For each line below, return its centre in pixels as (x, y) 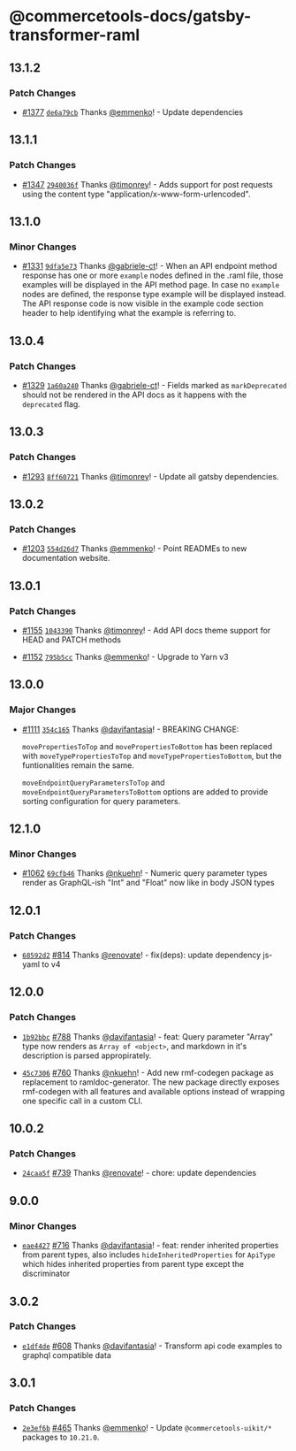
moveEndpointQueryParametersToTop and (93, 782)
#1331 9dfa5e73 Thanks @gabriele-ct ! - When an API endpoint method (149, 266)
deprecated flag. (51, 403)
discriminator (46, 1274)
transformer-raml (75, 35)
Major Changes (43, 710)
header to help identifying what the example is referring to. (129, 313)
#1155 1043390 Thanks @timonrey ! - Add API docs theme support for (146, 630)
